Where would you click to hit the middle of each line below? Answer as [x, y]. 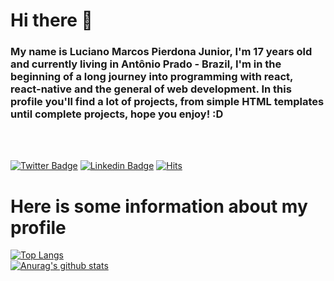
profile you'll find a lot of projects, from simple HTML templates [167, 102]
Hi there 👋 [51, 20]
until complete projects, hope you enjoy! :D [117, 114]
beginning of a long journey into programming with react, [152, 77]
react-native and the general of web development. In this [151, 89]
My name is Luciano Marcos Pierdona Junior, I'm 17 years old [161, 52]
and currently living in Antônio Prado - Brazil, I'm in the [146, 64]
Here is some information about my [159, 206]
